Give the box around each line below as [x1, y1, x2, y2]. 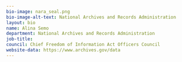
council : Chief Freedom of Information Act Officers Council [6, 42, 161, 48]
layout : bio [6, 19, 36, 25]
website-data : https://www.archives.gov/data [6, 47, 120, 53]
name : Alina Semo [6, 25, 49, 31]
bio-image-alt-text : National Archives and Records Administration [6, 14, 177, 20]
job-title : [6, 36, 33, 42]
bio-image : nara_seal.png [6, 8, 70, 15]
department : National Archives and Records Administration [6, 31, 155, 37]
